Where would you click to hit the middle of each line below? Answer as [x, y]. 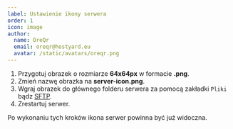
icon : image [25, 27]
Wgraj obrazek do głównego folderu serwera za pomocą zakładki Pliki [122, 89]
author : [19, 34]
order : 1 [20, 21]
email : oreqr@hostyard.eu [52, 47]
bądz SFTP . [35, 96]
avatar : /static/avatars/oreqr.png [67, 54]
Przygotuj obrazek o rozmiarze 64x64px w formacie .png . [104, 73]
